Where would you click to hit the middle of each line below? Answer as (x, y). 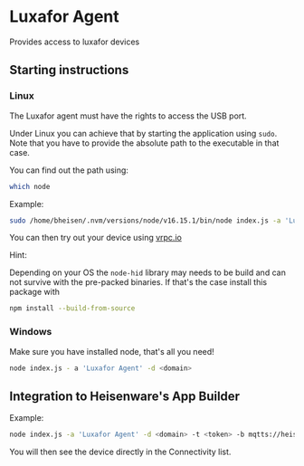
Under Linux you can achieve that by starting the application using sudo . (143, 133)
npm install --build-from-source (72, 309)
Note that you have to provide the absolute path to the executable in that (144, 143)
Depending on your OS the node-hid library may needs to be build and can (148, 272)
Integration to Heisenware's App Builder (125, 396)
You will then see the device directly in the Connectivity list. (120, 452)
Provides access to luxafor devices (75, 42)
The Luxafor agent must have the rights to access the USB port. (128, 116)
